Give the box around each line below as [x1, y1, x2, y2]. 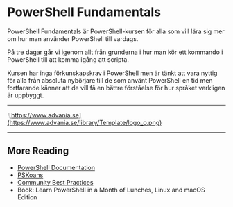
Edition [17, 192, 37, 201]
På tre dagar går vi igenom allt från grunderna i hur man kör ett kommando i [7, 48, 223, 56]
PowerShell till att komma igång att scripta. [7, 55, 130, 63]
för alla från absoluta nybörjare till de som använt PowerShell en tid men [7, 76, 213, 84]
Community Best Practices [17, 178, 94, 186]
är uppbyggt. [7, 91, 44, 99]
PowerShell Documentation [17, 163, 96, 172]
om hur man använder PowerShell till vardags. [7, 34, 139, 42]
